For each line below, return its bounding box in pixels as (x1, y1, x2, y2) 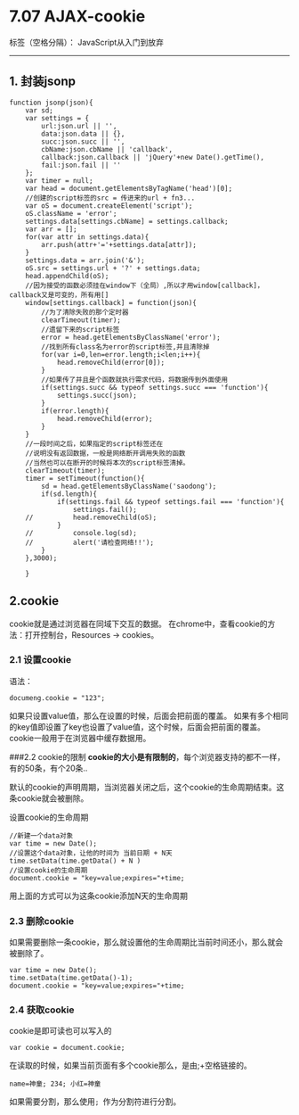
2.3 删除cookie (9, 914, 74, 927)
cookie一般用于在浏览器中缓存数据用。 (9, 732, 151, 743)
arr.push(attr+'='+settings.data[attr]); (41, 240, 198, 249)
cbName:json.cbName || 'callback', (41, 145, 174, 153)
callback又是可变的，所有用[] (9, 290, 109, 300)
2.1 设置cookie (9, 654, 72, 666)
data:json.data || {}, (41, 129, 125, 138)
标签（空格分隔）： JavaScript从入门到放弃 (9, 37, 165, 47)
